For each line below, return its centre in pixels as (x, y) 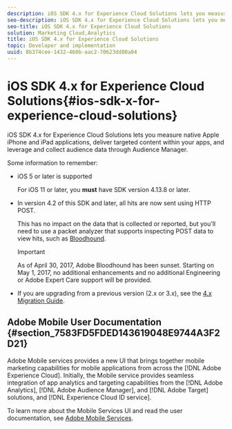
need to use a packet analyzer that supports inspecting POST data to (115, 231)
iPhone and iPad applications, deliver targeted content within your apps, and (116, 142)
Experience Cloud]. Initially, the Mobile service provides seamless (101, 375)
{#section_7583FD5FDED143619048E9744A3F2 (114, 333)
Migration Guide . (41, 301)
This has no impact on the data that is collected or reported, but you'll (116, 223)
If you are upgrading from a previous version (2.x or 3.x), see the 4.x (114, 293)
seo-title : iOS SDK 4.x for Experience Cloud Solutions (89, 26)
